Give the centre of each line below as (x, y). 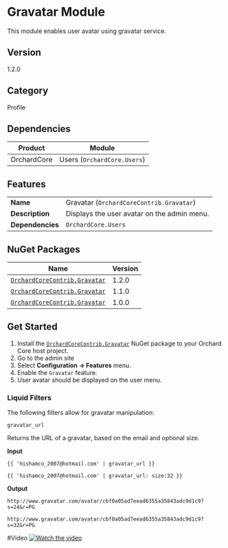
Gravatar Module (56, 12)
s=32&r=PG (21, 525)
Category (28, 91)
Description (30, 214)
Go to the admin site (45, 358)
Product (32, 148)
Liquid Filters (29, 398)
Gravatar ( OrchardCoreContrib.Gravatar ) (131, 203)
